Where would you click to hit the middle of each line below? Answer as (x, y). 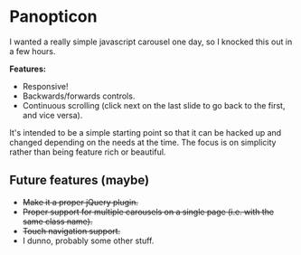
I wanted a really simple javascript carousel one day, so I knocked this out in (151, 42)
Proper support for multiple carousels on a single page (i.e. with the (148, 212)
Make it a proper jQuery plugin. (80, 202)
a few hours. (33, 51)
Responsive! (45, 86)
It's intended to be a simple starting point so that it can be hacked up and (146, 132)
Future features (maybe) (80, 180)
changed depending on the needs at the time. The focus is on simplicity (143, 142)
